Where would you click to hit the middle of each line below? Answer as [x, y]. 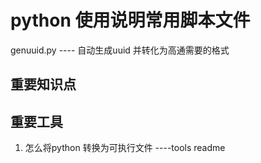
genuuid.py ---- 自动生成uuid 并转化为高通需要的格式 [120, 50]
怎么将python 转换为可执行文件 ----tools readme [125, 148]
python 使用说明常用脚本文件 [130, 20]
